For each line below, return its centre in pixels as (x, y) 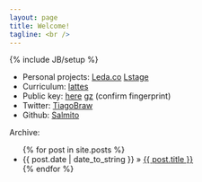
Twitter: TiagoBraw (57, 106)
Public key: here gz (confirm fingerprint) (97, 96)
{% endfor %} (48, 169)
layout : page (34, 17)
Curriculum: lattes (55, 87)
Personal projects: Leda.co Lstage (86, 77)
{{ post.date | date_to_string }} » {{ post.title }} (108, 160)
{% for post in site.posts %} (74, 150)
